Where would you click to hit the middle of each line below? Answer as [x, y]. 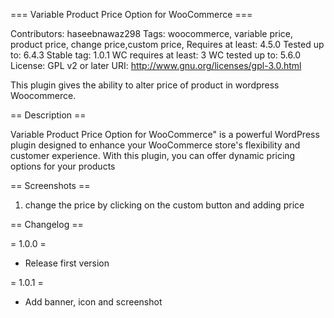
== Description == [48, 115]
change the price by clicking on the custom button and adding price [164, 205]
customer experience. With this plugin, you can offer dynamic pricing [153, 155]
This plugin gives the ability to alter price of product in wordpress [145, 85]
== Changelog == [47, 224]
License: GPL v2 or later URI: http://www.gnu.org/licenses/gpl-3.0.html [156, 65]
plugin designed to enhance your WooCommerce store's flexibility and [155, 145]
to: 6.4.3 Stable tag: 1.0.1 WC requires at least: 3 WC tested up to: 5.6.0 [156, 55]
